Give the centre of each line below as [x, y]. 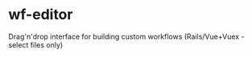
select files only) [36, 44]
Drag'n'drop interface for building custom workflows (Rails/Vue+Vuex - [126, 36]
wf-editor [41, 15]
